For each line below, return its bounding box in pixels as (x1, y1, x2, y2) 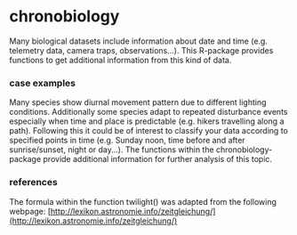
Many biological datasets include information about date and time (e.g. (9, 36, 269, 46)
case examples (9, 77, 76, 89)
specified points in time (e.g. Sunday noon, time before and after (9, 135, 246, 146)
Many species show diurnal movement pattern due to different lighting (9, 97, 267, 108)
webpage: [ (9, 206, 52, 216)
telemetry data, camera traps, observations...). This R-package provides (9, 45, 274, 55)
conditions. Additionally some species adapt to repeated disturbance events (9, 107, 288, 117)
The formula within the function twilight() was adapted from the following (9, 196, 277, 207)
